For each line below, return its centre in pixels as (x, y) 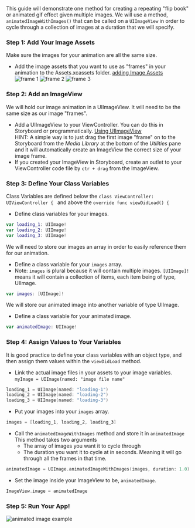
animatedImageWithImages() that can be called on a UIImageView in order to (95, 21)
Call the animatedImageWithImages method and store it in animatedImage (99, 434)
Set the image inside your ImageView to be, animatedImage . (85, 480)
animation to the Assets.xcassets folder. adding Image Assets (89, 73)
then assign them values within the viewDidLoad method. (74, 361)
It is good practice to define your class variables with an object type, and (94, 355)
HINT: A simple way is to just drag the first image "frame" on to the (95, 137)
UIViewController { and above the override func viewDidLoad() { (88, 202)
